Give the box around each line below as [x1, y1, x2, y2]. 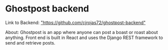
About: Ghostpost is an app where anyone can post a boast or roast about [5, 29, 158, 35]
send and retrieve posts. [5, 39, 56, 45]
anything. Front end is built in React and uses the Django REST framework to [5, 34, 163, 40]
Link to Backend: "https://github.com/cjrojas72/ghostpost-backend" [5, 19, 146, 25]
